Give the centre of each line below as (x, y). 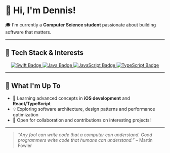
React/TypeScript (32, 103)
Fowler (25, 145)
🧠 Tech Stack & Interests (44, 53)
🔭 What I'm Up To (33, 86)
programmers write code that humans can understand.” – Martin (85, 140)
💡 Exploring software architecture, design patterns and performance (84, 109)
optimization (26, 114)
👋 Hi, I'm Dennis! (40, 10)
